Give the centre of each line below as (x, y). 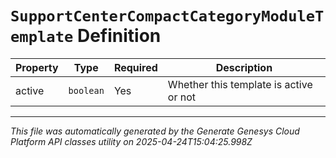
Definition (119, 36)
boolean (86, 90)
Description (244, 67)
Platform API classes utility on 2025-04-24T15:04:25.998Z (131, 141)
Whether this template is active (240, 84)
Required (135, 67)
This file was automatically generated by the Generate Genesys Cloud (155, 131)
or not (182, 97)
